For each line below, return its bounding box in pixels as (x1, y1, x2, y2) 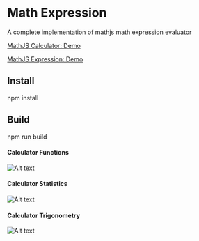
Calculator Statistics (7, 180, 67, 188)
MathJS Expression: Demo (7, 54, 83, 63)
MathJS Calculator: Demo (7, 41, 81, 49)
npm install (7, 93, 39, 102)
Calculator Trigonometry (7, 211, 81, 219)
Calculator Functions (7, 148, 70, 157)
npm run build (7, 132, 47, 141)
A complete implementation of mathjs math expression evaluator (7, 28, 192, 36)
